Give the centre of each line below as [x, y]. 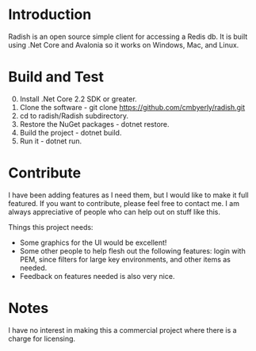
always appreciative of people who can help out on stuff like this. [114, 212]
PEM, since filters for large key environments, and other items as [125, 259]
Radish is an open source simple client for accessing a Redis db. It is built [128, 36]
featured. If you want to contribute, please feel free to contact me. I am [124, 203]
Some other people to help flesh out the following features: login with [132, 250]
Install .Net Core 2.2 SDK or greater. [78, 99]
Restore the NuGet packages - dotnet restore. [94, 124]
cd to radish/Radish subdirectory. [74, 116]
